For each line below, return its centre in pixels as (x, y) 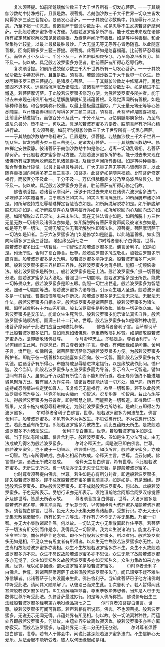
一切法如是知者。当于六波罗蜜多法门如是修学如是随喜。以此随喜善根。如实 (80, 234)
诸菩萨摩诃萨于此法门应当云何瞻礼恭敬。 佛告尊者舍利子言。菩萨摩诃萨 (81, 326)
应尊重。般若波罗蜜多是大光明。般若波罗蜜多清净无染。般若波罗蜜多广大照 (80, 259)
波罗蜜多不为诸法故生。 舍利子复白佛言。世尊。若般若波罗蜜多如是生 (79, 431)
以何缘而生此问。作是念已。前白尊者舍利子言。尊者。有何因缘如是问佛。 (78, 345)
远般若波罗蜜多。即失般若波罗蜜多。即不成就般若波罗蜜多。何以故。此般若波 (82, 486)
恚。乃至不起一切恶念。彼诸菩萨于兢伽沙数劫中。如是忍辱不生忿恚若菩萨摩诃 (82, 26)
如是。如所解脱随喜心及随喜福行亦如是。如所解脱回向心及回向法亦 (89, 210)
